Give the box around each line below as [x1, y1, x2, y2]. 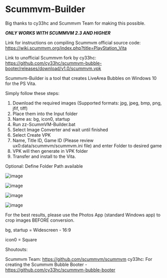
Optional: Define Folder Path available [5, 163, 83, 169]
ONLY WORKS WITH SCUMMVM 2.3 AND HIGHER [5, 30, 111, 36]
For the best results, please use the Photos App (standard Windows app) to [5, 212, 160, 218]
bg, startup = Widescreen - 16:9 [5, 227, 71, 233]
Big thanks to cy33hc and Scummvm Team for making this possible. [5, 20, 145, 26]
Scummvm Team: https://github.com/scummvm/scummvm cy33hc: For [5, 256, 152, 262]
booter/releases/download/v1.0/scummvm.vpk [5, 65, 101, 71]
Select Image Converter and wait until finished [12, 127, 108, 133]
